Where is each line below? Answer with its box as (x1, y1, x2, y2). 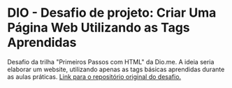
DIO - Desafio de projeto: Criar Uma (7, 5, 217, 21)
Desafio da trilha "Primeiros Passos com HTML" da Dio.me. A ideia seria (7, 57, 215, 66)
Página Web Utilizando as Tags (7, 20, 190, 36)
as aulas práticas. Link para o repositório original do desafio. (7, 72, 182, 81)
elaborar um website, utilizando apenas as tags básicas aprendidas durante (7, 65, 225, 73)
